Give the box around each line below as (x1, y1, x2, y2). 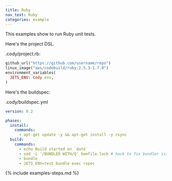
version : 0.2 (5, 108, 33, 114)
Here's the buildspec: (5, 89, 51, 95)
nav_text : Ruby (5, 12, 38, 17)
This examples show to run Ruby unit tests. (5, 31, 96, 37)
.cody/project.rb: (5, 51, 41, 57)
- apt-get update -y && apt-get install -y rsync (18, 132, 127, 138)
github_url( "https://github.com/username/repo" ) (5, 61, 111, 66)
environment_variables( (5, 70, 56, 76)
